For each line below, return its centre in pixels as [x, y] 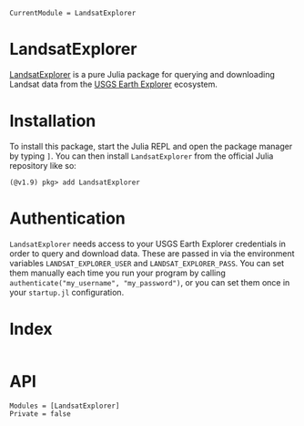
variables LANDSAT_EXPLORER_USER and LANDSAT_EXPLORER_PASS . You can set [147, 263]
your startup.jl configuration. [67, 292]
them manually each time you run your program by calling [117, 273]
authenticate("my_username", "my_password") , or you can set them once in [150, 282]
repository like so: [43, 165]
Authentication [67, 218]
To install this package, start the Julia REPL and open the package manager [151, 146]
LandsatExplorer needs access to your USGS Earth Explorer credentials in [148, 244]
